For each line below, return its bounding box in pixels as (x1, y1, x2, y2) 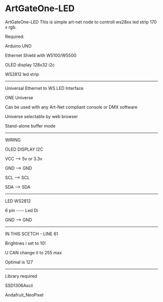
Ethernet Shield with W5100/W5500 (5, 52, 77, 58)
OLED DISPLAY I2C (5, 146, 44, 152)
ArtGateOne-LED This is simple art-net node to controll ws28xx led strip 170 (5, 19, 157, 25)
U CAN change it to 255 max (5, 249, 62, 255)
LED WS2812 (5, 198, 31, 204)
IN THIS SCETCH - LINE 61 (5, 231, 58, 236)
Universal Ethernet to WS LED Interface (5, 85, 84, 91)
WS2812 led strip (5, 71, 39, 77)
